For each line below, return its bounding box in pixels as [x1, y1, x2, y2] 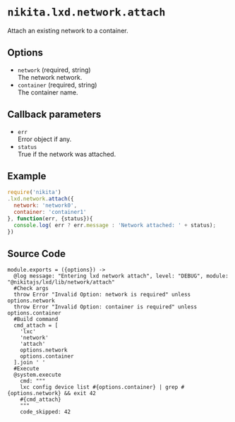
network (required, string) [17, 66, 91, 74]
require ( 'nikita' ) [7, 189, 61, 196]
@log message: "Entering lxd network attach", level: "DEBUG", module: [13, 272, 229, 280]
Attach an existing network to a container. [7, 26, 128, 35]
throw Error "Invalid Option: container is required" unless [13, 303, 198, 311]
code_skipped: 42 [20, 409, 71, 416]
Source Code [7, 248, 66, 260]
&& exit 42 [64, 390, 97, 397]
